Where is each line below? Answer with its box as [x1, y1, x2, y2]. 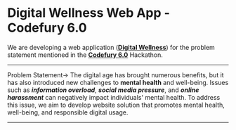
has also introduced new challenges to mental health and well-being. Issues [7, 78, 229, 86]
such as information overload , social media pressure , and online [7, 86, 199, 94]
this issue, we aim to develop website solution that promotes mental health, [7, 100, 225, 109]
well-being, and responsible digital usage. [7, 108, 129, 117]
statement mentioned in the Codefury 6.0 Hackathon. [7, 51, 164, 59]
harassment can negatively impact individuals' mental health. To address [7, 93, 221, 101]
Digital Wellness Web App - [7, 5, 171, 21]
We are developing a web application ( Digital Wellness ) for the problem [7, 43, 216, 51]
